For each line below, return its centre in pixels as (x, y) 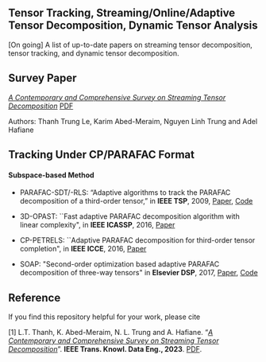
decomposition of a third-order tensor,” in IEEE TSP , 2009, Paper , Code (136, 201)
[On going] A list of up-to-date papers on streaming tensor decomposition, (130, 45)
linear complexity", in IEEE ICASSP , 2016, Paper (97, 225)
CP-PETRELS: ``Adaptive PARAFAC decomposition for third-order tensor (137, 240)
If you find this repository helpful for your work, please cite (104, 317)
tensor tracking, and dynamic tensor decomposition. (94, 53)
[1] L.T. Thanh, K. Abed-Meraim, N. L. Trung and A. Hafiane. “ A (111, 333)
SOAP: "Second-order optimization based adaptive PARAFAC (120, 264)
